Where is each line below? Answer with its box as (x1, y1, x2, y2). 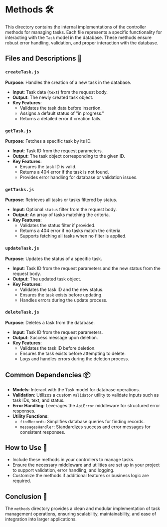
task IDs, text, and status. (12, 397, 65, 403)
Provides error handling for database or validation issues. (19, 174, 138, 180)
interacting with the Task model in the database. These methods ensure (5, 34, 152, 40)
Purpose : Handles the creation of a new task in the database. (5, 79, 131, 85)
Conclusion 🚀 (5, 492, 47, 501)
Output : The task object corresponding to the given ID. (12, 153, 126, 159)
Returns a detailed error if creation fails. (19, 115, 102, 121)
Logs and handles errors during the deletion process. (19, 355, 130, 362)
